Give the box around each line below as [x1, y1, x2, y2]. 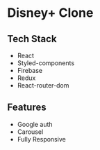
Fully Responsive [17, 135, 66, 143]
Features [7, 102, 47, 114]
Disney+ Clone [7, 5, 94, 21]
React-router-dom [17, 81, 69, 89]
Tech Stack [7, 33, 57, 45]
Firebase [17, 67, 43, 74]
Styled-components [17, 59, 75, 67]
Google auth [17, 120, 53, 128]
